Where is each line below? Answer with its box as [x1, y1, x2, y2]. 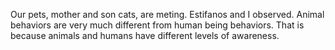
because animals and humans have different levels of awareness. [10, 30, 280, 41]
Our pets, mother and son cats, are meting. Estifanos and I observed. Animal [10, 9, 325, 20]
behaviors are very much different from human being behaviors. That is [10, 19, 305, 31]
